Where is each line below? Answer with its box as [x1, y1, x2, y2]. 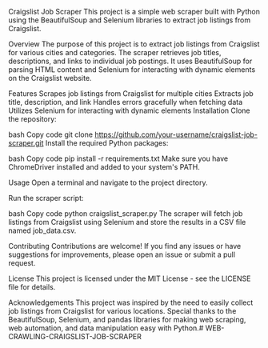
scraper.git [8, 138, 44, 147]
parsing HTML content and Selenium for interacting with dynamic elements [8, 65, 256, 74]
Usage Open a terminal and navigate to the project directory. [8, 178, 208, 187]
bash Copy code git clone [8, 130, 94, 139]
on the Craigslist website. [8, 74, 92, 82]
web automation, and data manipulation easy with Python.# [8, 323, 204, 333]
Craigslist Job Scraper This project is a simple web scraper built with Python [8, 7, 260, 16]
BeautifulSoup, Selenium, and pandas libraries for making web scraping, [8, 315, 246, 324]
